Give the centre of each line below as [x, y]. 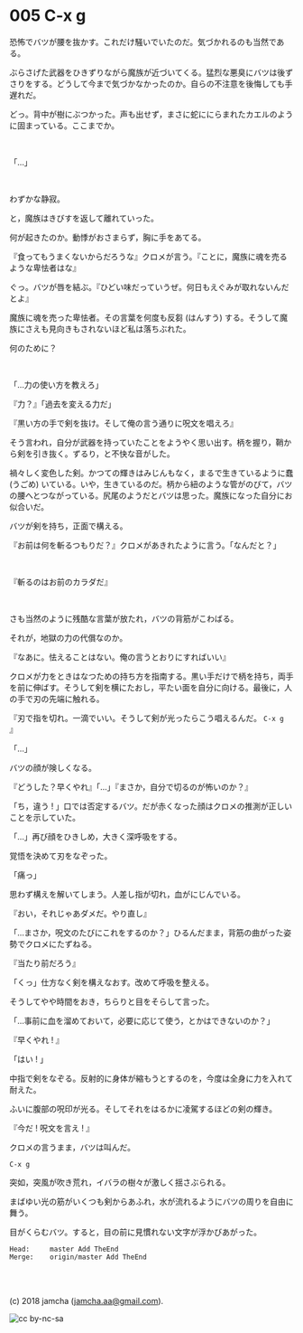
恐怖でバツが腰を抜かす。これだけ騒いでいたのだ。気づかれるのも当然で [143, 42]
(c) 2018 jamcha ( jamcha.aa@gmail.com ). [87, 1300]
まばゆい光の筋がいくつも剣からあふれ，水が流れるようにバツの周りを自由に [151, 1201]
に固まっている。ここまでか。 [64, 125]
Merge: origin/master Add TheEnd [78, 1257]
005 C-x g [48, 16]
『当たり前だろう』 [45, 962]
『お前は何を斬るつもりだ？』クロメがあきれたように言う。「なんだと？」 [145, 545]
